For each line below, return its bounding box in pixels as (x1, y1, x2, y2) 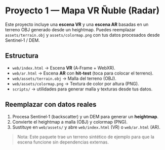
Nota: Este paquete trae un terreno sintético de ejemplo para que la (17, 134, 155, 140)
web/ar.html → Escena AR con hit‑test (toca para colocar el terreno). (12, 70, 154, 76)
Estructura (5, 52, 39, 60)
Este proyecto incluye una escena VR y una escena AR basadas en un (5, 21, 149, 27)
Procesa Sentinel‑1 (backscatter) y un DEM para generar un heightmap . (12, 113, 159, 119)
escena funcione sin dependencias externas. (17, 139, 109, 145)
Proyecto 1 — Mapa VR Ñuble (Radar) (5, 5, 160, 16)
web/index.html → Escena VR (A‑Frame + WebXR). (12, 65, 116, 71)
